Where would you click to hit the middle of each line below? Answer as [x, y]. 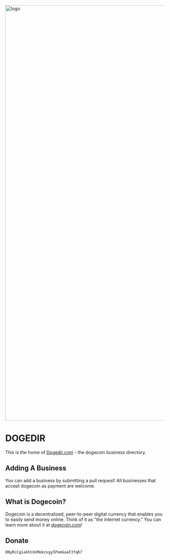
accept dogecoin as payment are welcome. [50, 486]
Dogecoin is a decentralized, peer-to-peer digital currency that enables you [84, 514]
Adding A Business [36, 468]
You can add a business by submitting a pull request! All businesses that [80, 480]
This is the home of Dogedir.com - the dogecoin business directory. [76, 452]
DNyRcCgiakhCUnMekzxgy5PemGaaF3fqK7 [44, 552]
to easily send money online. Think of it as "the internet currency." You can [83, 519]
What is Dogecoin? [36, 502]
